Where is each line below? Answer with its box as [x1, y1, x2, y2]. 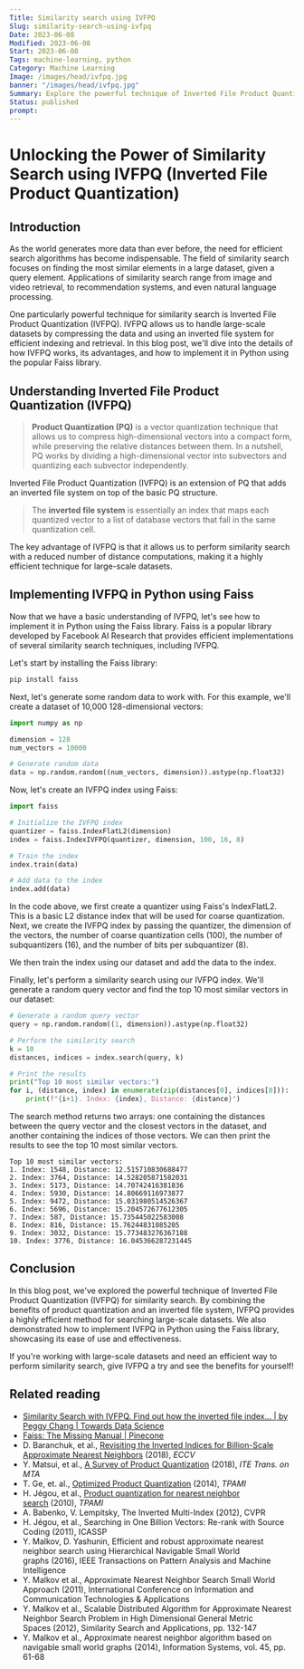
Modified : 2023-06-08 [9, 38, 91, 48]
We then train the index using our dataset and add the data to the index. [9, 957, 278, 968]
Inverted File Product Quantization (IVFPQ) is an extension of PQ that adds [9, 477, 287, 489]
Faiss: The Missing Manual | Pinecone [22, 1430, 165, 1441]
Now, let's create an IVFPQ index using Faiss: [9, 784, 178, 795]
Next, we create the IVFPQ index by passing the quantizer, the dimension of [9, 920, 291, 931]
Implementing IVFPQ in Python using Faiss [9, 587, 255, 602]
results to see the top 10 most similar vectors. [9, 1140, 179, 1150]
